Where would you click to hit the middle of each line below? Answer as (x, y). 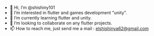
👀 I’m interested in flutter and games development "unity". (68, 13)
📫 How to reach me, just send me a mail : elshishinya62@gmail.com (79, 28)
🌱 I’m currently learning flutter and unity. (51, 18)
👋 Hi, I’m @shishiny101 (32, 8)
